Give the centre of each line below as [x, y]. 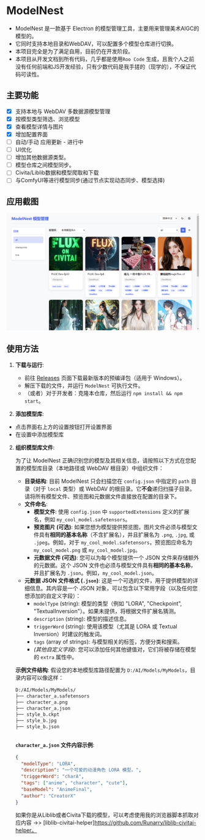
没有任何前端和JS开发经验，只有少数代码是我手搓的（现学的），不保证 [103, 66]
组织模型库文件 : [35, 447]
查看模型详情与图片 [39, 127]
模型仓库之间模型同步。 [45, 165]
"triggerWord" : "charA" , [53, 777]
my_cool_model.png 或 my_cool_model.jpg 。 [87, 550]
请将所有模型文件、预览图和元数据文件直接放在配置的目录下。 [102, 496]
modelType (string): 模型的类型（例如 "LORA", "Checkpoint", [108, 603]
